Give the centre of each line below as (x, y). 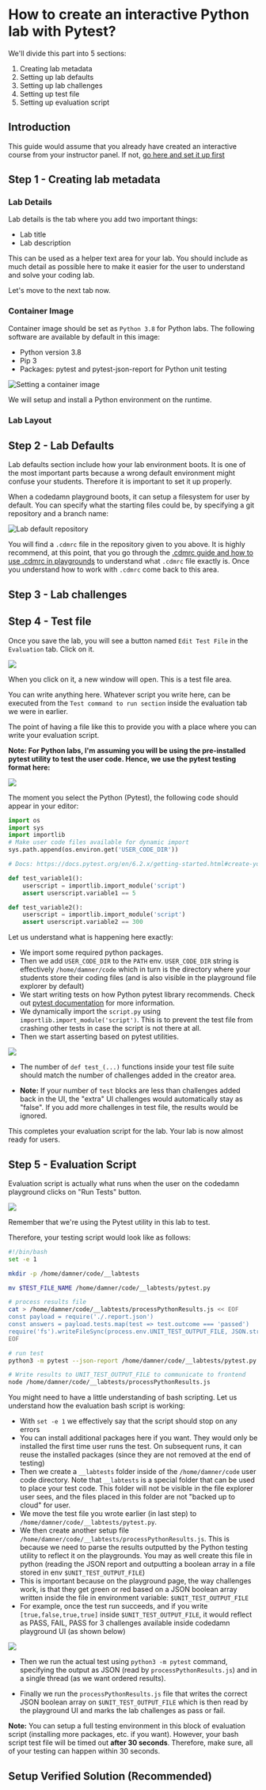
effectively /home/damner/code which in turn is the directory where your (135, 969)
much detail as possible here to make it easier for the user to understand (127, 267)
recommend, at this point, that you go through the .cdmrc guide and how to (131, 553)
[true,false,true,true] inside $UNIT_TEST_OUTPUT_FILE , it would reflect (136, 1615)
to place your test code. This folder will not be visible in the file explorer (136, 1488)
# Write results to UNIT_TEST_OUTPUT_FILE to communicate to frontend (127, 1375)
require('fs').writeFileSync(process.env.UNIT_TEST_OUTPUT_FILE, (118, 1332)
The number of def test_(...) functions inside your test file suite (127, 1067)
